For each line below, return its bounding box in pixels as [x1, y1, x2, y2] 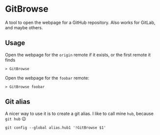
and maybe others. [5, 24, 43, 30]
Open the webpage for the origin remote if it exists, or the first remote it [5, 52, 151, 58]
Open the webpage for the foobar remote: [5, 75, 90, 81]
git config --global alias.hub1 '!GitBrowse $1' [5, 125, 106, 130]
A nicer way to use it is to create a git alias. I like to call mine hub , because [5, 111, 154, 116]
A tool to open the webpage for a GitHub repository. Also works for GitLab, [5, 19, 156, 25]
